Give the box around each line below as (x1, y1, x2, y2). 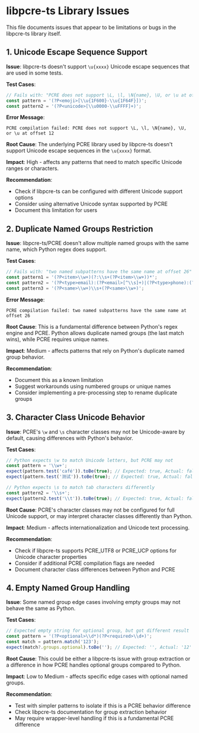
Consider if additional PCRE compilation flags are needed (14, 560, 155, 567)
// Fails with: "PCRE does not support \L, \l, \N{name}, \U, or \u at (6, 92, 187, 98)
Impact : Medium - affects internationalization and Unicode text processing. (6, 524, 190, 531)
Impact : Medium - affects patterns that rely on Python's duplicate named (6, 347, 185, 354)
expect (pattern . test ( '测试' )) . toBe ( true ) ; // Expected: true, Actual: (6, 474, 182, 480)
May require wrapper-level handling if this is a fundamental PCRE (14, 715, 174, 722)
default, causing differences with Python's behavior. (6, 434, 133, 442)
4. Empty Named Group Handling (6, 583, 130, 593)
